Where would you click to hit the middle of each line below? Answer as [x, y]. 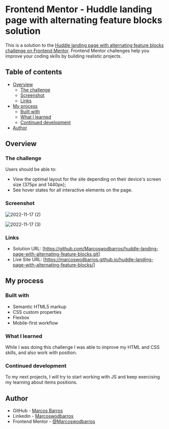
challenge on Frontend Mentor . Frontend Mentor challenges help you [77, 51]
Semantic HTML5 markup [39, 307]
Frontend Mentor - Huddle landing [79, 9]
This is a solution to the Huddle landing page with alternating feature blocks [84, 45]
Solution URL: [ [28, 249]
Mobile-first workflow [35, 323]
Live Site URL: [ [29, 260]
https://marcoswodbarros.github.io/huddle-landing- [99, 260]
